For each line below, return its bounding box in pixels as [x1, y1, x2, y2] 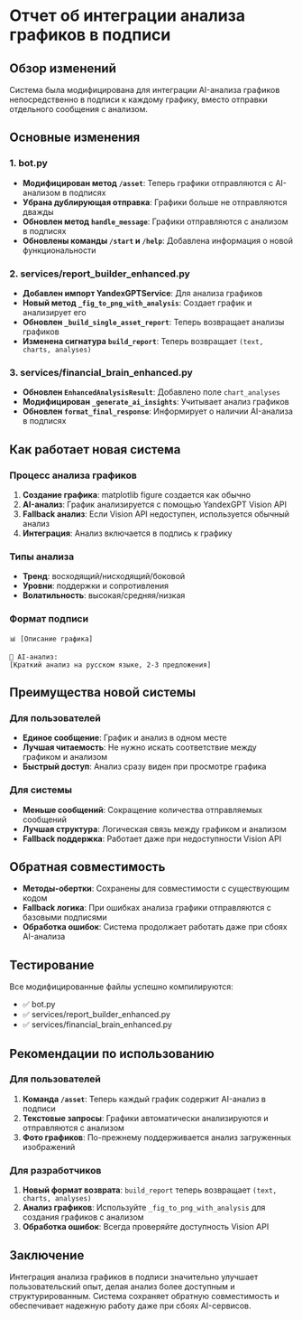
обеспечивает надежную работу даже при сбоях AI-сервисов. [9, 1300, 252, 1311]
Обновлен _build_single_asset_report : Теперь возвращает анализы [22, 316, 285, 327]
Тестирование [9, 957, 95, 972]
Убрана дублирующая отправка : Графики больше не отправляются [22, 196, 288, 208]
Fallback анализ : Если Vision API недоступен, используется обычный [22, 508, 290, 520]
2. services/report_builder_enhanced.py [9, 267, 191, 280]
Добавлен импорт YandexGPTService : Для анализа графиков [22, 287, 263, 298]
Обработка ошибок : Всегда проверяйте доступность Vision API [22, 1222, 270, 1232]
